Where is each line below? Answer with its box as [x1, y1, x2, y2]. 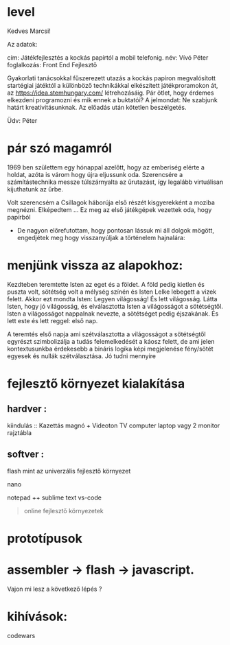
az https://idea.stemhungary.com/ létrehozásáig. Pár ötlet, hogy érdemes [7, 89, 214, 97]
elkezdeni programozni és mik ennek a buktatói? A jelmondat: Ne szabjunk [7, 95, 218, 104]
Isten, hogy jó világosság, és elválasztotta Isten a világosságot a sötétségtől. [7, 302, 223, 310]
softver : [7, 449, 45, 460]
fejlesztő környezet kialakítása [7, 376, 185, 391]
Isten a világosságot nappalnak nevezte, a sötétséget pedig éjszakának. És [7, 309, 219, 318]
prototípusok [7, 530, 82, 546]
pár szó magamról [7, 141, 112, 156]
